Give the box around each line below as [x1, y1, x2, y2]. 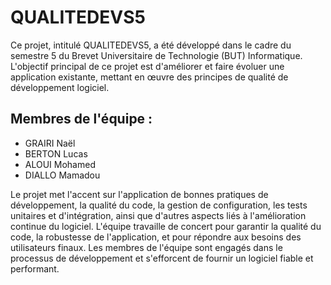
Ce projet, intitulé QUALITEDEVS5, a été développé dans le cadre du [10, 39, 292, 51]
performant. [10, 262, 60, 275]
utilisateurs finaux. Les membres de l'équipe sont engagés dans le [10, 241, 283, 253]
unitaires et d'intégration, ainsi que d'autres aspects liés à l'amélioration [10, 209, 307, 221]
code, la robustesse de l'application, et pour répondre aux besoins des [10, 231, 302, 243]
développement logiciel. [10, 81, 110, 93]
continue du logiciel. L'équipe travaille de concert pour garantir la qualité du [10, 220, 322, 232]
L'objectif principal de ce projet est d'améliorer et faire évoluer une [10, 60, 285, 72]
